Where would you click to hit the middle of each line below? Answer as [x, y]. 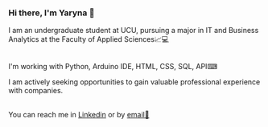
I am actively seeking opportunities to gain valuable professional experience [134, 82]
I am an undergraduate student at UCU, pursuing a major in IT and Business [134, 31]
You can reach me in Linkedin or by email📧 [79, 115]
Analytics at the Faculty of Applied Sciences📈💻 [89, 39]
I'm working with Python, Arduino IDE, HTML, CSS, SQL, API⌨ [113, 67]
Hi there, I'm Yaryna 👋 [52, 13]
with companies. [36, 91]
